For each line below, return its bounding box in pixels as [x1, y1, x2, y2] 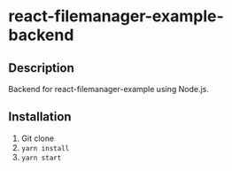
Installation [8, 109, 72, 125]
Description [8, 60, 74, 75]
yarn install [20, 144, 70, 152]
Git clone [20, 133, 55, 144]
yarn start [20, 153, 62, 162]
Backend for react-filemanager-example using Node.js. [8, 84, 209, 94]
